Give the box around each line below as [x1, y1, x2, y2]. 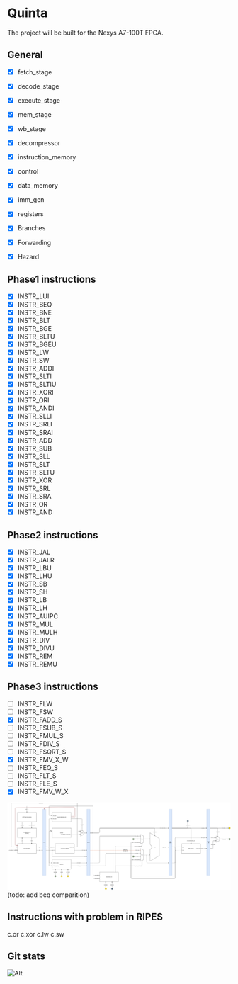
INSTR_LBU [17, 564, 52, 572]
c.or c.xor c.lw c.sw [7, 929, 65, 938]
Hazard [17, 252, 40, 261]
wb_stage [17, 125, 46, 132]
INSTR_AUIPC [17, 611, 59, 621]
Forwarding [17, 238, 52, 247]
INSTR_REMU [17, 660, 58, 668]
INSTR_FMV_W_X [17, 788, 69, 796]
